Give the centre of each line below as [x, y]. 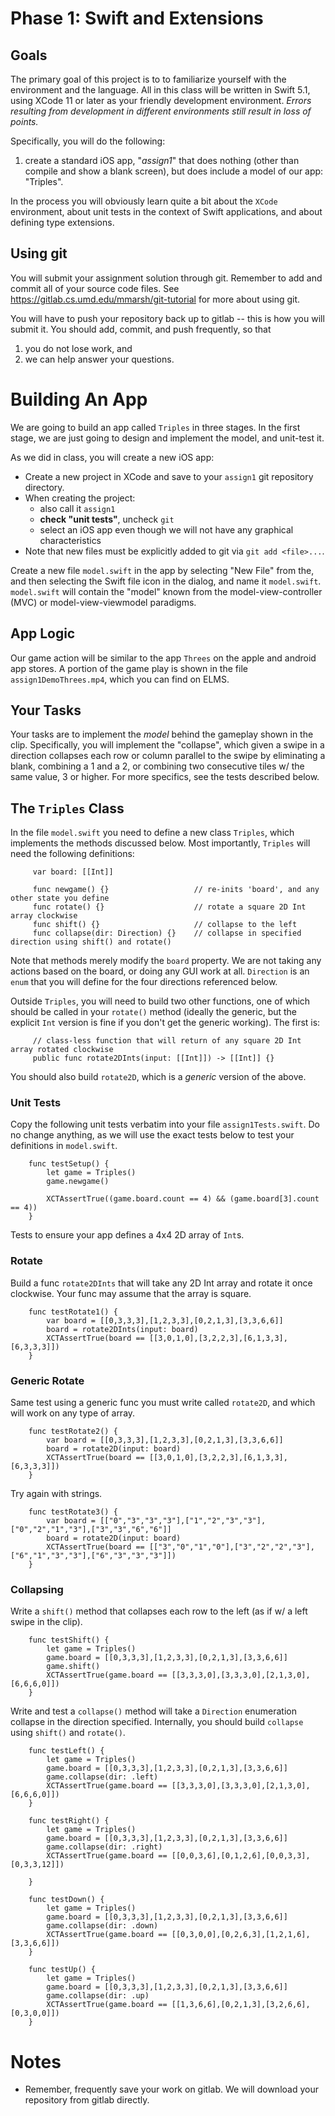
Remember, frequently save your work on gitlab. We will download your [171, 2089]
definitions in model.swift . [64, 1146]
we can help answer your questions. [99, 359]
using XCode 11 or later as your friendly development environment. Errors [161, 100]
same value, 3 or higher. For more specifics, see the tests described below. [165, 777]
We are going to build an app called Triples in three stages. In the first [155, 427]
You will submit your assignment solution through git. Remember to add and [166, 278]
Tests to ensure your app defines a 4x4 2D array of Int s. [127, 1235]
